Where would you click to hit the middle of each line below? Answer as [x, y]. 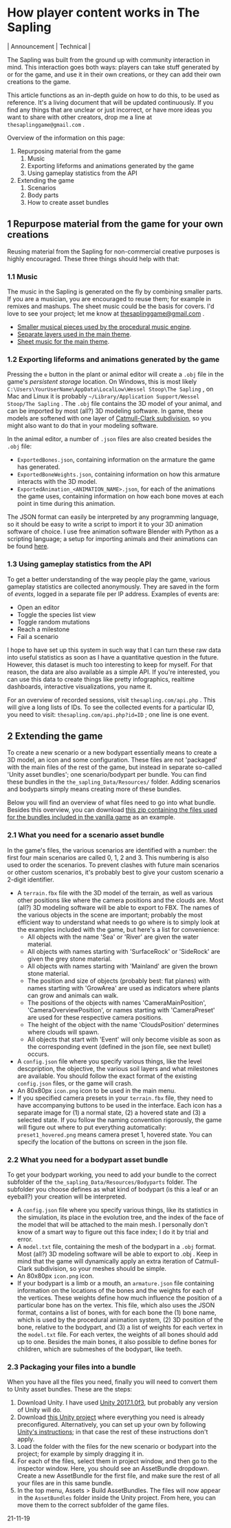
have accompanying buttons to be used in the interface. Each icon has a [119, 1105]
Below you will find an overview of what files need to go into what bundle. [112, 803]
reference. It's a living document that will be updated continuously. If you [110, 102]
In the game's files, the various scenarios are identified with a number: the [112, 850]
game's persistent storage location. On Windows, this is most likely [102, 382]
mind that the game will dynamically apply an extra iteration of [105, 1261]
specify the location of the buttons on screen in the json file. [102, 1141]
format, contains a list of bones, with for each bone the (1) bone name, [117, 1313]
